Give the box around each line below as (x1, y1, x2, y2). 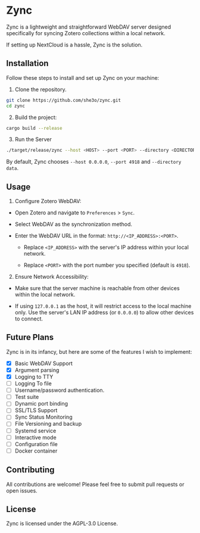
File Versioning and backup (14, 420, 82, 428)
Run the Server (14, 136, 52, 143)
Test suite (14, 394, 39, 401)
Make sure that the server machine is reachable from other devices (14, 285, 180, 292)
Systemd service (14, 427, 57, 434)
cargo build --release (6, 125, 62, 131)
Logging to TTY (14, 373, 54, 380)
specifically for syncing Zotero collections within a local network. (6, 29, 165, 36)
